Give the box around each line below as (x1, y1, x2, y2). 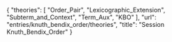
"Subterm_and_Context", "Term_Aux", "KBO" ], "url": (6, 13, 157, 21)
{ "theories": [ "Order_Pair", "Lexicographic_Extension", (6, 6, 166, 14)
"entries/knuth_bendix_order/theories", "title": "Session (6, 21, 165, 28)
